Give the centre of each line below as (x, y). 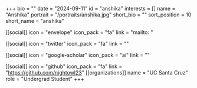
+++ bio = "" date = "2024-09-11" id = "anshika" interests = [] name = (91, 9)
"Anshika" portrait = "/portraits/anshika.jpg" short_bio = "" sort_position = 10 (98, 15)
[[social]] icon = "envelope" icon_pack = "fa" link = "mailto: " (79, 32)
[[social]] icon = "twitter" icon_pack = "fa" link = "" (67, 44)
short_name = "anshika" (35, 21)
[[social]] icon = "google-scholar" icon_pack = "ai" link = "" (78, 55)
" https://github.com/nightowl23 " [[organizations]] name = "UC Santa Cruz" (97, 72)
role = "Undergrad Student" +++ (45, 79)
